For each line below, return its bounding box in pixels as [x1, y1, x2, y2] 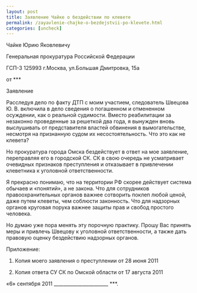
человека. [6, 210, 32, 217]
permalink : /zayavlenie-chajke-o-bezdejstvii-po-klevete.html [6, 20, 163, 26]
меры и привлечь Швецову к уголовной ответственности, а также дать [6, 228, 187, 235]
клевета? [6, 137, 30, 144]
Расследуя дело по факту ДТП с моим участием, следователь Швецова [6, 99, 189, 106]
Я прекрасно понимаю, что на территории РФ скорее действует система [6, 179, 192, 186]
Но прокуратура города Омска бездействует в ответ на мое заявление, [6, 148, 189, 155]
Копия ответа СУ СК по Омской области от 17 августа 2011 [14, 269, 163, 276]
